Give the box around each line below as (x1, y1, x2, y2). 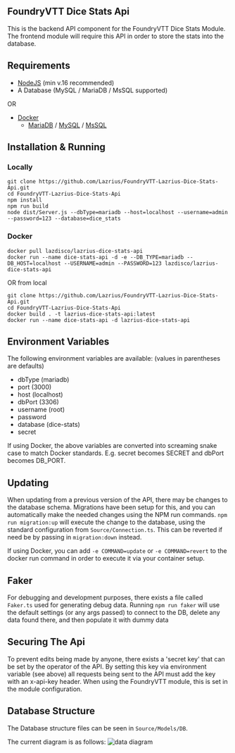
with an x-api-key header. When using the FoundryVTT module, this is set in (7, 677, 228, 685)
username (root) (17, 405, 65, 414)
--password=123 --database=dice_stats (7, 215, 121, 223)
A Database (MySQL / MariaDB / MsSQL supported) (17, 86, 168, 94)
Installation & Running (7, 141, 106, 154)
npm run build (7, 203, 49, 210)
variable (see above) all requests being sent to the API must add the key (7, 669, 216, 678)
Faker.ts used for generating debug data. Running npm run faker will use (7, 601, 220, 609)
